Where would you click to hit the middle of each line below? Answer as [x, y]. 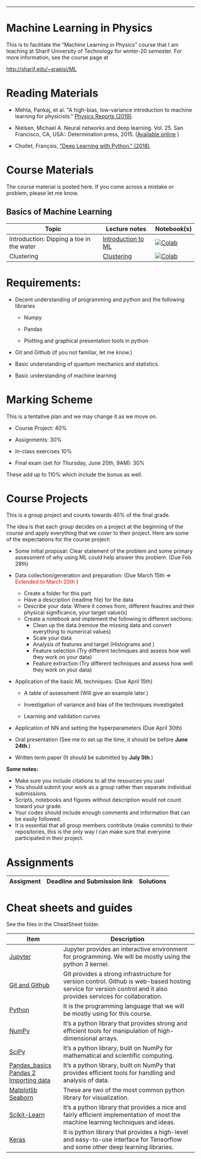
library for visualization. [96, 1098]
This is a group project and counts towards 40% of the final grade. [88, 515]
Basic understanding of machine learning [66, 375]
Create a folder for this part [57, 594]
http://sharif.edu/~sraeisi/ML [42, 69]
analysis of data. [86, 1080]
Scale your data [52, 638]
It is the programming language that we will [124, 1006]
